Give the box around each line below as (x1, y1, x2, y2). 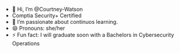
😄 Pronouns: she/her (11, 24, 65, 32)
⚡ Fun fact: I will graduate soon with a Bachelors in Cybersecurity (11, 32, 175, 38)
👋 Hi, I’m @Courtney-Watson (11, 6, 83, 13)
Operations (11, 40, 40, 47)
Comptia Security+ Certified (11, 12, 82, 19)
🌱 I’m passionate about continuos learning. (11, 18, 119, 25)
